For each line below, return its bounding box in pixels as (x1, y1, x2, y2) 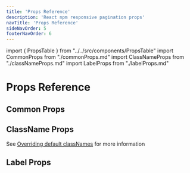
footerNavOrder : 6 (6, 31, 52, 37)
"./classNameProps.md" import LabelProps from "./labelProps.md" (6, 60, 169, 67)
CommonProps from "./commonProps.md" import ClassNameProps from (6, 54, 185, 61)
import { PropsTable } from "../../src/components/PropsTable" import (6, 47, 174, 54)
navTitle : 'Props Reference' (6, 20, 79, 26)
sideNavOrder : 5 (6, 25, 46, 32)
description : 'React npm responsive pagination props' (6, 14, 145, 20)
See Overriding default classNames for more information (6, 140, 145, 147)
